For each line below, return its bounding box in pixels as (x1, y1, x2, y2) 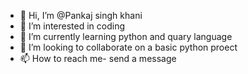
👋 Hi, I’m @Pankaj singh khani (19, 10, 143, 21)
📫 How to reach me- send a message (19, 53, 177, 64)
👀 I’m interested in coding (19, 20, 126, 32)
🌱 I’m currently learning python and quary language (19, 31, 233, 42)
